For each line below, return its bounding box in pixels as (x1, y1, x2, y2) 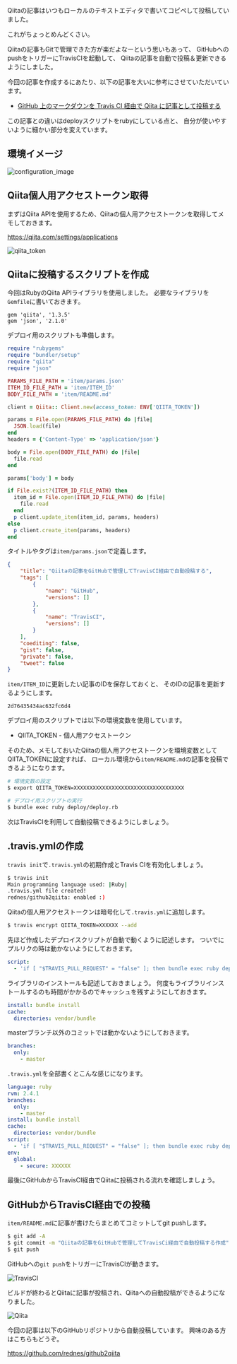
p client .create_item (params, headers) (13, 527, 131, 534)
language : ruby (7, 1083, 52, 1090)
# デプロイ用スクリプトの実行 (7, 797, 83, 804)
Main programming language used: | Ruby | (7, 881, 128, 888)
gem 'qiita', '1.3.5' (7, 312, 71, 319)
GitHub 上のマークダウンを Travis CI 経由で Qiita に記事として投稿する (17, 102, 221, 110)
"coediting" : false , (20, 640, 80, 647)
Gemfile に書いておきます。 (7, 298, 85, 306)
